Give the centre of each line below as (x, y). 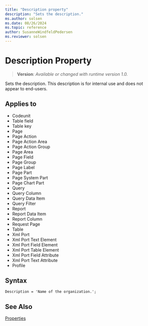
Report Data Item (29, 214)
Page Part (22, 172)
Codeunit (21, 116)
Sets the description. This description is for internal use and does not (74, 84)
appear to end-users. (26, 88)
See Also (19, 307)
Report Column (27, 219)
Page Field (23, 157)
